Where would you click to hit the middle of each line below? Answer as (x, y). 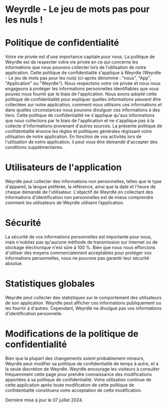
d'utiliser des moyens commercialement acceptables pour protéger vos (79, 253)
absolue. (14, 263)
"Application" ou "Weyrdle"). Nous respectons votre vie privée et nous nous (83, 83)
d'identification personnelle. (34, 313)
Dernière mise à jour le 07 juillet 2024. (44, 400)
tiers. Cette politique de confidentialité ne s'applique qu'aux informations (80, 115)
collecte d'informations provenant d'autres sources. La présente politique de (84, 126)
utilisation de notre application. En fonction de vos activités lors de (74, 137)
